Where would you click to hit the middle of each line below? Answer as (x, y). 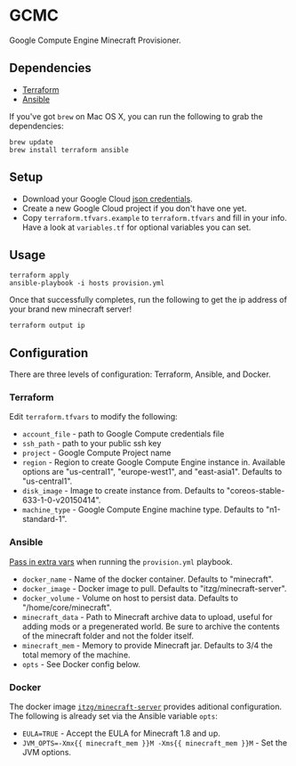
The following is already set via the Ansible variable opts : (113, 716)
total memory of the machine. (76, 655)
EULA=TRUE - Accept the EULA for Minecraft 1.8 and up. (121, 733)
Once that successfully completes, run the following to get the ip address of (148, 300)
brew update (31, 142)
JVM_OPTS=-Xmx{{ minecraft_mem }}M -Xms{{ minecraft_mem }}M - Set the (155, 743)
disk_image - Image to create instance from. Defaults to (123, 491)
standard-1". (44, 519)
